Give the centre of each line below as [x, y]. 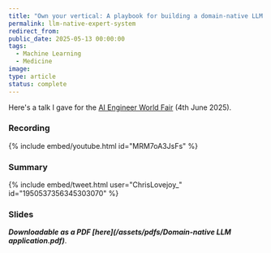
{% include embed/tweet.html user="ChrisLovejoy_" [95, 185]
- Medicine [34, 62]
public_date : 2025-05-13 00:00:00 [67, 39]
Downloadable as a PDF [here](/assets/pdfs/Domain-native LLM [120, 232]
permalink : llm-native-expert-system [72, 24]
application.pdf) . [38, 241]
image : [19, 69]
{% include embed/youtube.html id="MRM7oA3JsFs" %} [103, 146]
